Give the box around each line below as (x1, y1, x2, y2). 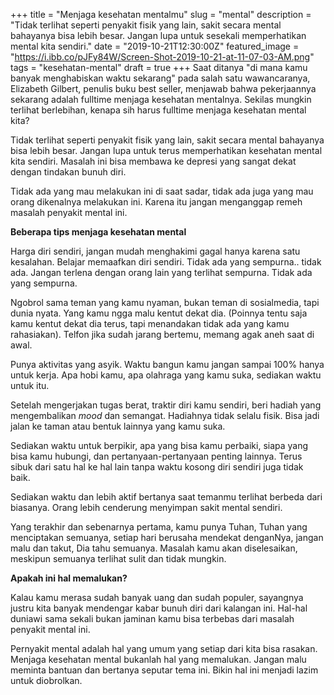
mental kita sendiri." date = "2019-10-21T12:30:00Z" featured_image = (10, 40, 300, 52)
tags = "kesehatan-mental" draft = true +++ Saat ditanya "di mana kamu (10, 62, 308, 73)
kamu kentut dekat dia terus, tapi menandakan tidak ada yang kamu (10, 318, 290, 329)
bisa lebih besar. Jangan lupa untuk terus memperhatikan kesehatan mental (10, 145, 323, 156)
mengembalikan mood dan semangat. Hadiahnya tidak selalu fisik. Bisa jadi (10, 410, 320, 421)
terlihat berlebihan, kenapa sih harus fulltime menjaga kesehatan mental (10, 104, 307, 116)
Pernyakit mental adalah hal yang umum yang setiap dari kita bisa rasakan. (10, 643, 318, 654)
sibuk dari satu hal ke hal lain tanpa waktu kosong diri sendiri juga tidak (10, 461, 304, 473)
